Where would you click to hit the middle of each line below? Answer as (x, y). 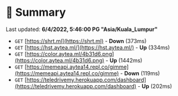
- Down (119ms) (140, 73)
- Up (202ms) (155, 86)
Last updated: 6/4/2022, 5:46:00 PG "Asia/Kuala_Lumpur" (82, 29)
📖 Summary (36, 12)
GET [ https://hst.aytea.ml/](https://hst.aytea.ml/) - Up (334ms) (92, 47)
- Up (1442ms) (124, 60)
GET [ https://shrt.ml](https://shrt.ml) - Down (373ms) (80, 41)
